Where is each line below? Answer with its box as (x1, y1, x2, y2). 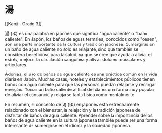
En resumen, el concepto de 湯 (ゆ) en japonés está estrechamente (5, 102, 139, 107)
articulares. (5, 61, 28, 68)
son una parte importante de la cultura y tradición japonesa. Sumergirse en (5, 41, 155, 47)
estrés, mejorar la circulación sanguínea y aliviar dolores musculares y (5, 57, 146, 62)
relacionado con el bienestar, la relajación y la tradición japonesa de (5, 107, 141, 113)
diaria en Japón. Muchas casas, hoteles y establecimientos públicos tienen (5, 76, 155, 82)
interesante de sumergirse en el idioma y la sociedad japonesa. (5, 122, 131, 128)
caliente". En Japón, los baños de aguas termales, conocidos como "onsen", (5, 36, 158, 42)
